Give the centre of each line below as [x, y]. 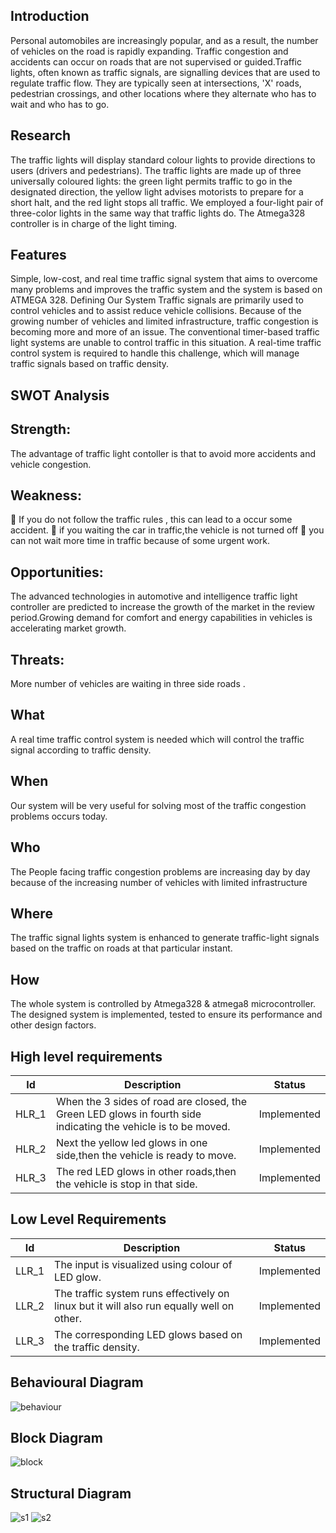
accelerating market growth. [68, 628]
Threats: [37, 659]
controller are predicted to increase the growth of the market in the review [163, 607]
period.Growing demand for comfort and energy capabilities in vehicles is [161, 618]
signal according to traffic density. [81, 750]
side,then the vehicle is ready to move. [146, 1155]
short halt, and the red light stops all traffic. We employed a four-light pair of [167, 202]
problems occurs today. [59, 816]
